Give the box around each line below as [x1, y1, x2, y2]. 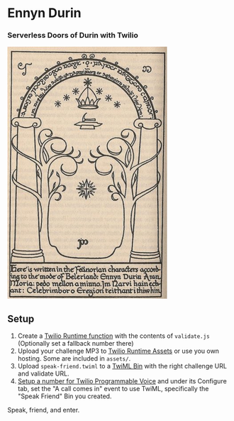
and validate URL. [17, 369, 69, 378]
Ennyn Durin [7, 5, 82, 21]
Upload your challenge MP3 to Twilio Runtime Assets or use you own [17, 346, 220, 356]
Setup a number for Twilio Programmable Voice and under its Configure [17, 377, 227, 386]
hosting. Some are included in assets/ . [17, 354, 131, 363]
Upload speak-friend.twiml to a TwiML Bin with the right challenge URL [17, 362, 227, 371]
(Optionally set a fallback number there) [17, 339, 134, 348]
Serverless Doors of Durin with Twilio [7, 31, 138, 40]
